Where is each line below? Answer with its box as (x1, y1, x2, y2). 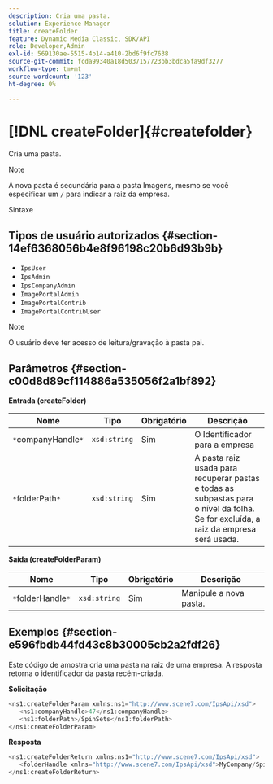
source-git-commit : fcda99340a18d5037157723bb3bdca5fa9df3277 (8, 58, 223, 66)
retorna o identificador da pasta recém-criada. (8, 668, 164, 678)
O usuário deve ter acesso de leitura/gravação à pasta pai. (8, 338, 205, 348)
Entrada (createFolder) (8, 396, 87, 405)
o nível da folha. (194, 503, 255, 515)
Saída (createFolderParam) (8, 554, 102, 564)
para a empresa (194, 439, 254, 450)
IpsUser (19, 265, 46, 273)
